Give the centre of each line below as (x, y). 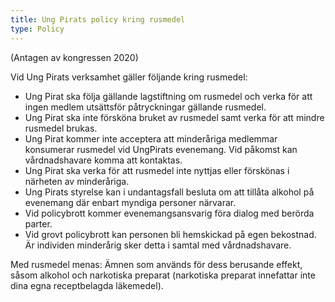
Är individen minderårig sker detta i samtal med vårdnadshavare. (158, 245)
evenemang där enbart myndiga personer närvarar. (130, 202)
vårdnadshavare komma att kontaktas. (103, 160)
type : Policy (37, 29)
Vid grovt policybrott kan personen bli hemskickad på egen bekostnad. (170, 234)
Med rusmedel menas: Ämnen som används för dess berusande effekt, (156, 264)
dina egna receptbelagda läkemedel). (87, 285)
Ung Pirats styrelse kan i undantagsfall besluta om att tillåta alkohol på (169, 192)
